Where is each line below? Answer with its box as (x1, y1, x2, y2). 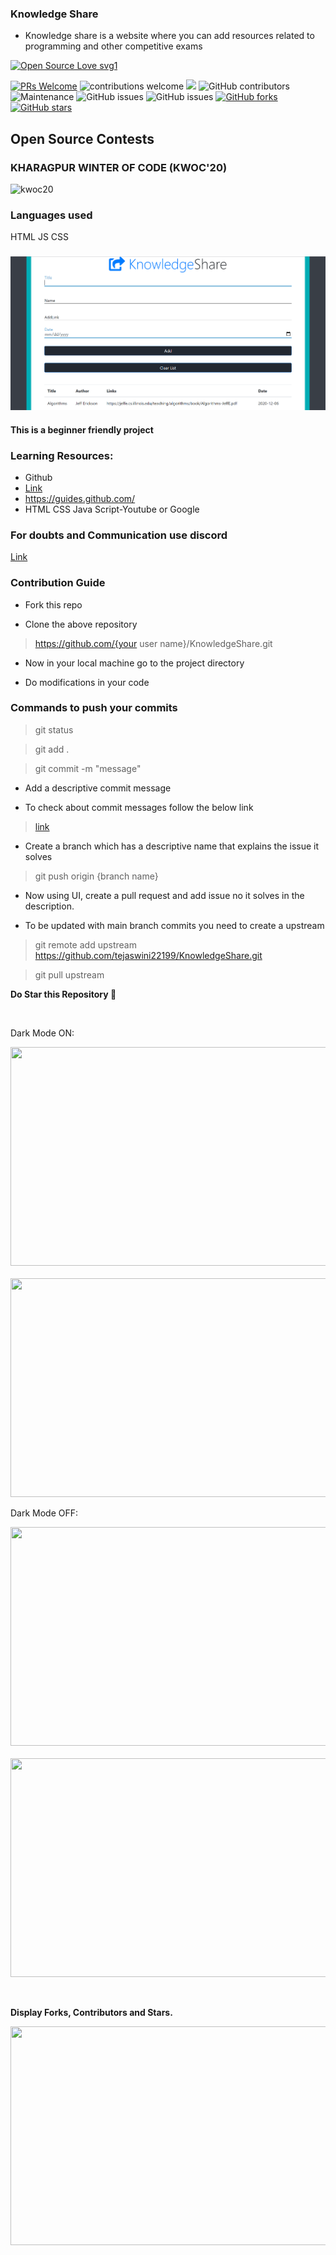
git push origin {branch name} (34, 870, 159, 882)
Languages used (10, 208, 93, 222)
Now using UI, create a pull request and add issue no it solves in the (24, 889, 305, 901)
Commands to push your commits (10, 701, 178, 715)
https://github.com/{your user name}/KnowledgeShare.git (34, 637, 273, 649)
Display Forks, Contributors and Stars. (10, 2006, 173, 2018)
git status (34, 723, 74, 736)
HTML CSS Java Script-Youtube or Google (24, 503, 200, 515)
